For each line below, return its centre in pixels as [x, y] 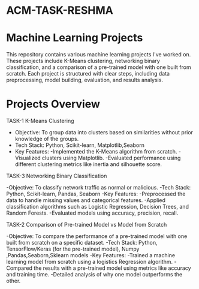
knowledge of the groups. [47, 139]
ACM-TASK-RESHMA [60, 10]
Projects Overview [53, 104]
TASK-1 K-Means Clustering [40, 121]
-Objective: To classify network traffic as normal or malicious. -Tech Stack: [99, 188]
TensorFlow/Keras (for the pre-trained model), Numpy [73, 249]
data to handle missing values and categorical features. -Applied [86, 200]
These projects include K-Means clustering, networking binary [83, 61]
